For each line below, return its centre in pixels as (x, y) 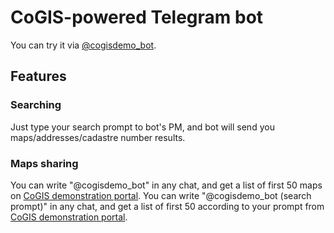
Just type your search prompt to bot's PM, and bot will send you (142, 127)
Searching (36, 105)
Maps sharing (44, 163)
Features (38, 76)
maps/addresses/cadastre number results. (98, 137)
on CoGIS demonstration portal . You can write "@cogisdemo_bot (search (161, 195)
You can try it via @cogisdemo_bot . (83, 45)
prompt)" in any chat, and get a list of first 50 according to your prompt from (167, 206)
